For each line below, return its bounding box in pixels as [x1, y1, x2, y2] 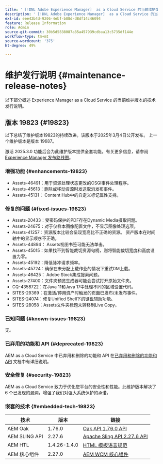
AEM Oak [7, 425, 29, 432]
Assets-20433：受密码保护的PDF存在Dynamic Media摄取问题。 [12, 217, 140, 223]
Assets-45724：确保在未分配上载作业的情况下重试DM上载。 [12, 265, 133, 271]
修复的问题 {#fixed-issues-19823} [5, 205, 87, 212]
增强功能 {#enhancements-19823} [5, 168, 88, 175]
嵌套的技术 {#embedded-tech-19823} [5, 403, 96, 410]
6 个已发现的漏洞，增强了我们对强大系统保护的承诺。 [5, 389, 111, 395]
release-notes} [5, 80, 67, 91]
